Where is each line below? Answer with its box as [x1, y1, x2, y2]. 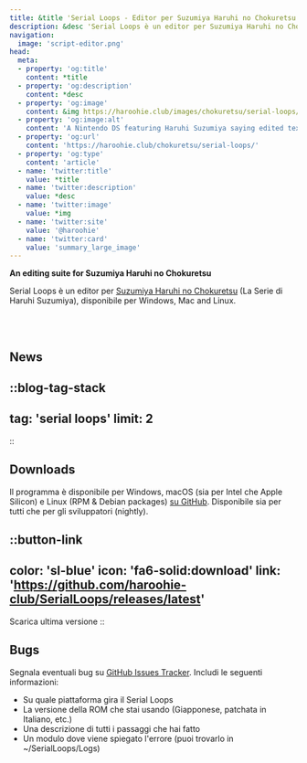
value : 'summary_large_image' [26, 243, 142, 252]
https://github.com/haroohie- [13, 578, 187, 593]
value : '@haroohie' [26, 226, 101, 235]
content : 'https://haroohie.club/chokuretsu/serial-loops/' [26, 141, 259, 150]
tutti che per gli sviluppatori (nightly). [9, 505, 149, 516]
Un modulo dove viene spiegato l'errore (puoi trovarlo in [22, 733, 235, 744]
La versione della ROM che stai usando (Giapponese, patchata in [22, 704, 267, 715]
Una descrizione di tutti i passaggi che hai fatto [22, 723, 201, 734]
